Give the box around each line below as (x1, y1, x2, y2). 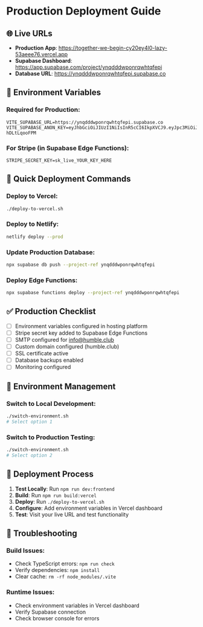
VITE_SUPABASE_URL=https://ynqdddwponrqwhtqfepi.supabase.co (6, 119, 164, 125)
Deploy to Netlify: (6, 220, 59, 228)
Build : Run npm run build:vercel (14, 491, 97, 499)
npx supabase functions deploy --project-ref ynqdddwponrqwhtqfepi (6, 290, 180, 296)
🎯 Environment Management (6, 381, 116, 391)
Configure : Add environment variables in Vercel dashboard (14, 504, 163, 512)
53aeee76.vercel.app (14, 51, 68, 58)
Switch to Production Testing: (6, 433, 95, 442)
